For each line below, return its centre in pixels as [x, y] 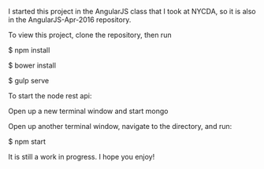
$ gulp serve [29, 81]
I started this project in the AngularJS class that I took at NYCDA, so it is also [132, 11]
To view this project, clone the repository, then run [90, 35]
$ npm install [29, 50]
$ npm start [27, 141]
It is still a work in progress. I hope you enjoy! [82, 157]
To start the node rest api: [50, 96]
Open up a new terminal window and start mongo [88, 111]
